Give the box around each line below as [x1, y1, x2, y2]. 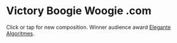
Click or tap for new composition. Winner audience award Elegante [6, 24, 171, 31]
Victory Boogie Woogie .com [6, 4, 152, 18]
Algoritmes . [6, 29, 35, 37]
